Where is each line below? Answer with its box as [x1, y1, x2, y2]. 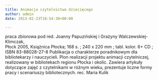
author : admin [5, 12, 34, 16]
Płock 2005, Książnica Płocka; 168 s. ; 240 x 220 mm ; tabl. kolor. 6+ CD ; [5, 44, 153, 50]
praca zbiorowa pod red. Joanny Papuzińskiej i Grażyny [5, 33, 118, 39]
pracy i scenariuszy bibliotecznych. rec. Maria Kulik [5, 70, 109, 76]
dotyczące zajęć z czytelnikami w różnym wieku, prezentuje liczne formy [5, 64, 153, 70]
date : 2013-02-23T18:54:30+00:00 [5, 16, 73, 21]
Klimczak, [5, 39, 25, 45]
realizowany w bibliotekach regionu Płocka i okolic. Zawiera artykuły [5, 59, 143, 65]
